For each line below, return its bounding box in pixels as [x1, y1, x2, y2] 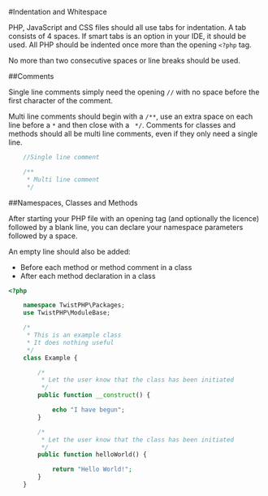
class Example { [23, 354, 79, 362]
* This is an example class [26, 331, 122, 339]
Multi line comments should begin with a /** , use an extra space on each [8, 111, 253, 121]
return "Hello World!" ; [51, 465, 132, 474]
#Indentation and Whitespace [8, 7, 107, 16]
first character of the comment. [8, 96, 114, 105]
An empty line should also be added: [8, 246, 132, 256]
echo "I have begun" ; [51, 406, 126, 414]
